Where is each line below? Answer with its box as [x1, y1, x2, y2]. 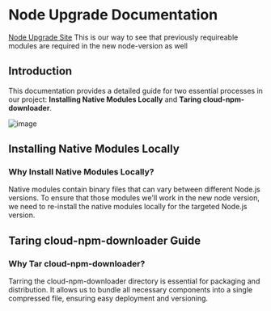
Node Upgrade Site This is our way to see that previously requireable [8, 32, 239, 42]
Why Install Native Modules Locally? [8, 166, 155, 178]
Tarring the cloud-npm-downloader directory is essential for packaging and [8, 276, 260, 286]
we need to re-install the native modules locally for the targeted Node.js [8, 202, 248, 212]
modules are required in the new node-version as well [8, 40, 188, 50]
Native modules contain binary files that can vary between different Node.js [8, 184, 260, 195]
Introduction [8, 65, 73, 78]
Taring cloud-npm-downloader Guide [8, 233, 201, 247]
